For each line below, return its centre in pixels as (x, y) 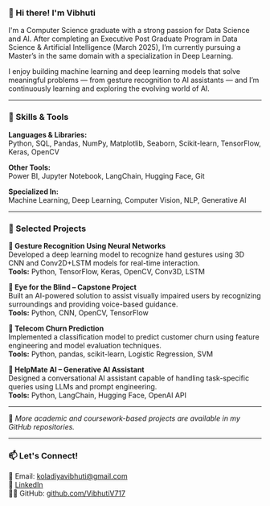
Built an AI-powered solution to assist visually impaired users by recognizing (135, 295)
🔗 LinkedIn (26, 485)
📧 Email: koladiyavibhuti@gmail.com (68, 476)
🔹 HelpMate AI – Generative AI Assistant (76, 369)
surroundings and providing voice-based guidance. (93, 304)
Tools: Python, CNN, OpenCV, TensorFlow (78, 312)
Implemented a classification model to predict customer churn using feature (134, 336)
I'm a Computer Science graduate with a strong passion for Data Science (129, 31)
